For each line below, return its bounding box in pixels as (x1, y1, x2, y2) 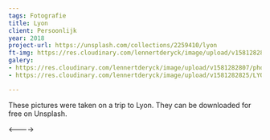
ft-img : (8, 49, 35, 57)
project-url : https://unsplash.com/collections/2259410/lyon (8, 42, 218, 50)
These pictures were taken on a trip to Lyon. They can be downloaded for (8, 100, 252, 110)
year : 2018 (8, 34, 45, 42)
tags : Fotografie (8, 11, 67, 20)
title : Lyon (8, 19, 48, 27)
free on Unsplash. (8, 109, 67, 118)
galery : (8, 57, 35, 65)
